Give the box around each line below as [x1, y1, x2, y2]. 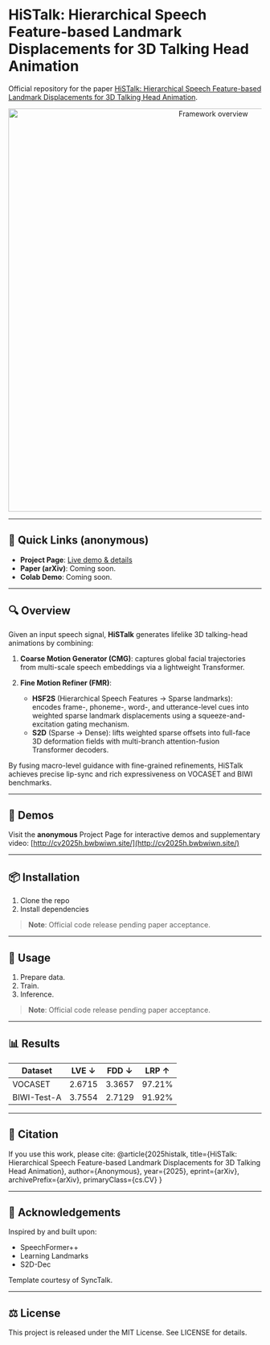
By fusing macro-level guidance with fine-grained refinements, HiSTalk [8, 760, 243, 770]
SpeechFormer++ [19, 1243, 79, 1252]
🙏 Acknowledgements [8, 1206, 121, 1219]
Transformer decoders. [31, 744, 109, 755]
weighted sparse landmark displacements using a [31, 710, 197, 720]
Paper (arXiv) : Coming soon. [19, 563, 117, 573]
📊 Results [8, 1037, 60, 1051]
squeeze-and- [198, 710, 246, 720]
